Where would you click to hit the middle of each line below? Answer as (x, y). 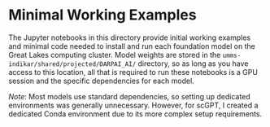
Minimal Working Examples (102, 15)
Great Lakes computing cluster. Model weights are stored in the (115, 55)
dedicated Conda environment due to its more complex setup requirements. (135, 114)
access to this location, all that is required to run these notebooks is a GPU (133, 72)
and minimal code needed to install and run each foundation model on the (132, 46)
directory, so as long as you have (193, 63)
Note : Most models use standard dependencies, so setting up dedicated (129, 96)
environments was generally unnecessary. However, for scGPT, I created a (133, 105)
